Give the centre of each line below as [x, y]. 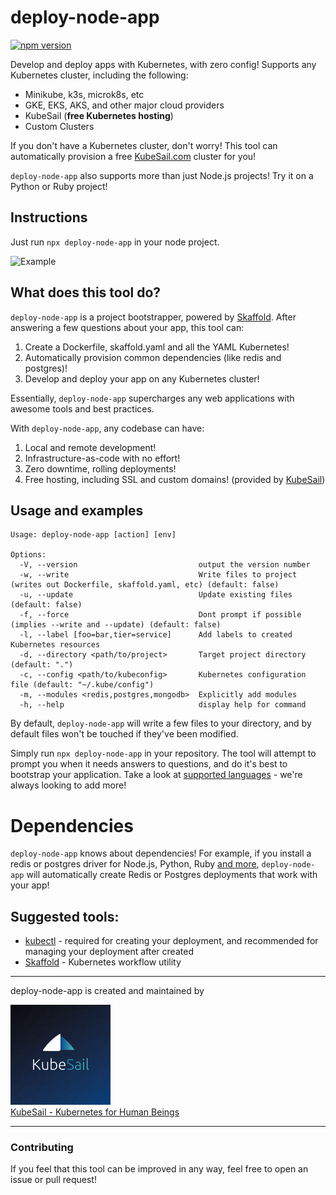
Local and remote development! [90, 447]
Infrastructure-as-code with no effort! [102, 458]
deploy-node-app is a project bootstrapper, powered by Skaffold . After [153, 317]
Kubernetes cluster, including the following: [99, 75]
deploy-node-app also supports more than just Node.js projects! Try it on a [162, 175]
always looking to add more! [68, 785]
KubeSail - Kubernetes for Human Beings [95, 1112]
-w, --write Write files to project [158, 575]
